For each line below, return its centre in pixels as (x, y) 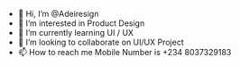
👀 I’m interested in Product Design (81, 23)
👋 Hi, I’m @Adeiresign (58, 14)
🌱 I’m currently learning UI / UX (75, 33)
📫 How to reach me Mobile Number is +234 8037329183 (125, 52)
